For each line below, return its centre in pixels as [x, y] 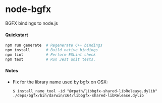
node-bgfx [28, 9]
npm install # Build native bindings [52, 50]
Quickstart [17, 35]
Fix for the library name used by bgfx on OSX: [60, 82]
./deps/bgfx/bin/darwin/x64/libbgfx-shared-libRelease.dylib [78, 95]
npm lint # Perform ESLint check [50, 55]
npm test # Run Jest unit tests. [50, 59]
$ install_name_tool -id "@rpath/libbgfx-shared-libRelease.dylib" [85, 91]
